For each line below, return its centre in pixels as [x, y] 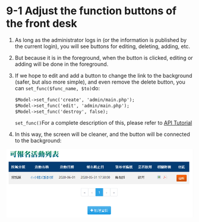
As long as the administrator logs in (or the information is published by [101, 40]
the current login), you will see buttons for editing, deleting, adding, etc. [102, 46]
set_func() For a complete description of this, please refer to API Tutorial [103, 122]
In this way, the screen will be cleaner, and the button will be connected [102, 134]
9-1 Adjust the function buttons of [91, 11]
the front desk [42, 23]
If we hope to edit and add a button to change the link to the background [103, 75]
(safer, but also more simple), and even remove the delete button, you [100, 82]
